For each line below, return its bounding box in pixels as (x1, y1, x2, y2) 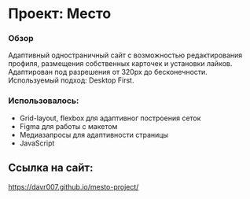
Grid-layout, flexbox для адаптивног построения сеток (19, 113, 201, 123)
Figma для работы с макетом (19, 121, 118, 131)
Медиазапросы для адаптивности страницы (19, 130, 169, 139)
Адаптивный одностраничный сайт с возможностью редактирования (8, 50, 243, 60)
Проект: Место (8, 5, 112, 23)
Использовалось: (8, 95, 79, 106)
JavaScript (19, 138, 55, 148)
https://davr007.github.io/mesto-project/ (8, 182, 139, 191)
